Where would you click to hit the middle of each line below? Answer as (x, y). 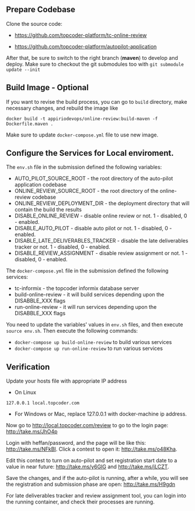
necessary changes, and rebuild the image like (62, 108)
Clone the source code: (34, 23)
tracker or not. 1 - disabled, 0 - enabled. (62, 247)
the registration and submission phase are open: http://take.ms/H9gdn (91, 484)
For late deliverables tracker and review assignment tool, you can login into (96, 496)
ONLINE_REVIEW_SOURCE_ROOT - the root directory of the (86, 191)
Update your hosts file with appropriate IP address (67, 381)
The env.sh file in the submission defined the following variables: (84, 167)
